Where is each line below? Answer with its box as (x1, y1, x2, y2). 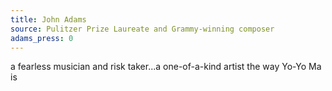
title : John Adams (10, 14, 87, 25)
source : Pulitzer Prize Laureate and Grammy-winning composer (10, 24, 275, 34)
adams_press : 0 (10, 33, 74, 43)
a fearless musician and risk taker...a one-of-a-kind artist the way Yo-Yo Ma (10, 61, 322, 73)
